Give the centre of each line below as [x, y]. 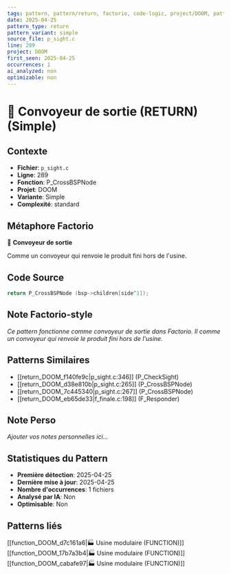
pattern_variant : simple [43, 33]
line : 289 [21, 45]
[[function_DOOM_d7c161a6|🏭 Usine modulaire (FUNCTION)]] [96, 542]
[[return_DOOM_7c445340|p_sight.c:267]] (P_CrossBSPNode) [105, 391]
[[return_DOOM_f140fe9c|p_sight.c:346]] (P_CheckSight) [98, 377]
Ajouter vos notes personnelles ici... [58, 437]
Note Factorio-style [50, 314]
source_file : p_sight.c [41, 39]
